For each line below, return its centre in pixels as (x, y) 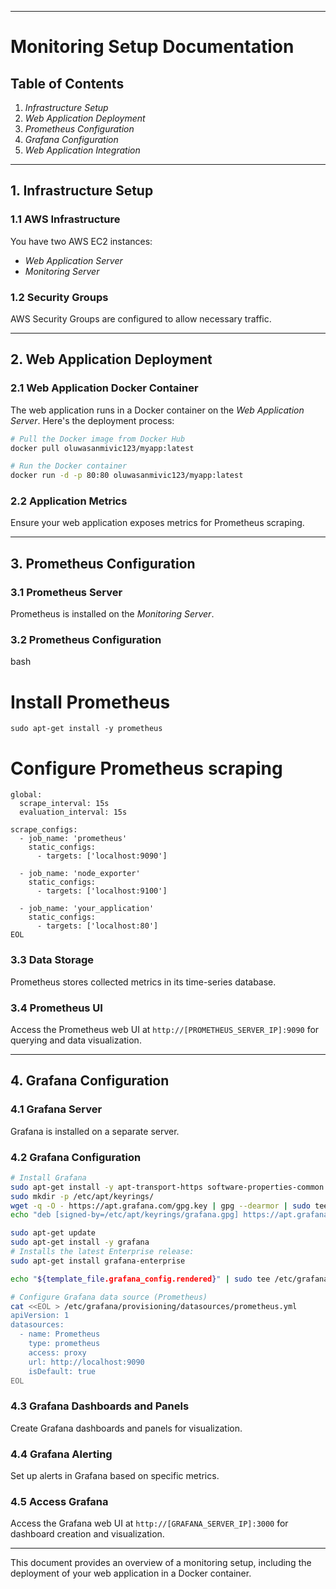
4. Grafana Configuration (90, 1081)
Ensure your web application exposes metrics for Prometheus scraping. (157, 523)
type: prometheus (64, 1344)
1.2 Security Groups (59, 297)
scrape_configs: (44, 830)
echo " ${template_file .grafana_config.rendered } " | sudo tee (140, 1279)
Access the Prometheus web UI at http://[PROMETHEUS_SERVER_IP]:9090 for (165, 1029)
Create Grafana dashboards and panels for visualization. (126, 1428)
